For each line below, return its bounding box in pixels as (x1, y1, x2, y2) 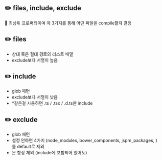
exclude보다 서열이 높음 (11, 57, 58, 63)
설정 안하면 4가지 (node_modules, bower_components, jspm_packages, (11, 138, 155, 143)
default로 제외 (17, 143, 45, 150)
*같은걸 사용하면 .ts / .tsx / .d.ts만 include (11, 100, 93, 106)
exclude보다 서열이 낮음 (11, 94, 58, 100)
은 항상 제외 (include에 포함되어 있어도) (11, 150, 88, 156)
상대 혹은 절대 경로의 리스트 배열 (11, 51, 73, 57)
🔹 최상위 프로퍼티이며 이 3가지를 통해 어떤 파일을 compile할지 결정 (4, 20, 132, 26)
